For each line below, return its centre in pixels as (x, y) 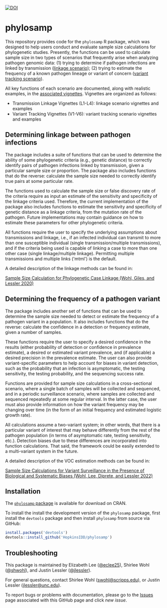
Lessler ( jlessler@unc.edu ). (33, 585)
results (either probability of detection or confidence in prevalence (73, 347)
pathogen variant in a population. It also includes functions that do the (77, 321)
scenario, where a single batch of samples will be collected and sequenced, (83, 388)
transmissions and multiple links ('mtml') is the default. (61, 259)
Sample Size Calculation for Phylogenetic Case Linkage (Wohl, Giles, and (80, 278)
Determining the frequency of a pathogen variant (83, 299)
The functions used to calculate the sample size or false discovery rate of (80, 191)
